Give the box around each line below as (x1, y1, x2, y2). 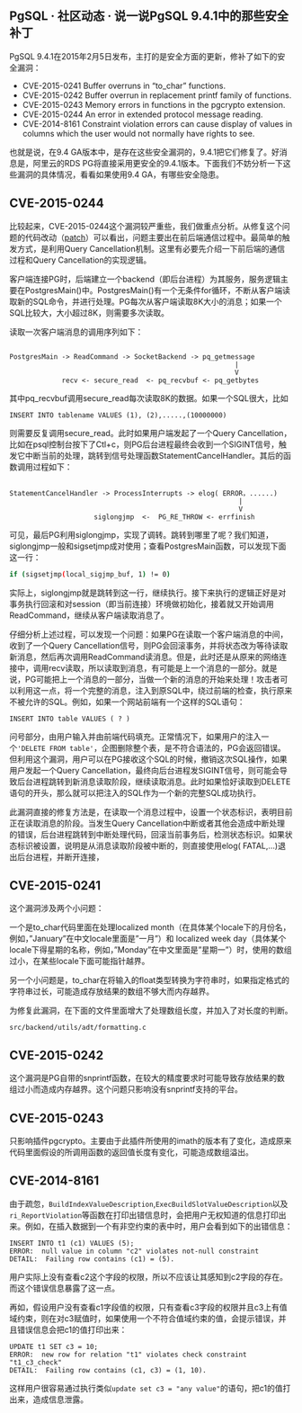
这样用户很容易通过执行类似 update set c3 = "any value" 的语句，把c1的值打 (9, 1382, 291, 1393)
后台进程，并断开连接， (16, 851, 104, 862)
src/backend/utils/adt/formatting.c (9, 1024, 147, 1033)
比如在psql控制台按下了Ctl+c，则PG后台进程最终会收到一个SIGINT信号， (9, 439, 280, 450)
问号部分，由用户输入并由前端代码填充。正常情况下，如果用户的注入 (9, 731, 262, 742)
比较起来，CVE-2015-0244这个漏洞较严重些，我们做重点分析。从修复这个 (9, 220, 283, 231)
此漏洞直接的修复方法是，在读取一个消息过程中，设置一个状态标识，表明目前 (9, 806, 293, 817)
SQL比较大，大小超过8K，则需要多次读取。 (9, 307, 169, 317)
